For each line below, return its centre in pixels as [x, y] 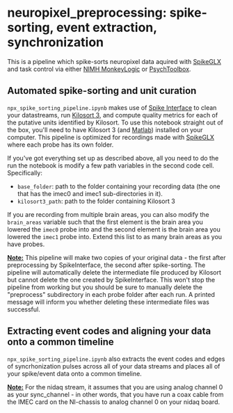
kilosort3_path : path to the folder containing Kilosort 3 [96, 201]
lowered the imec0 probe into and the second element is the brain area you [114, 229]
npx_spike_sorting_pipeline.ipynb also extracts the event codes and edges [116, 359]
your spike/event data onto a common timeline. [75, 373]
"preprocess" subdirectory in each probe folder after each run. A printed [111, 294]
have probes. [26, 244]
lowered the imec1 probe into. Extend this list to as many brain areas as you [115, 236]
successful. [24, 309]
